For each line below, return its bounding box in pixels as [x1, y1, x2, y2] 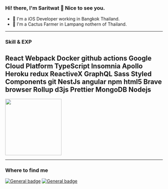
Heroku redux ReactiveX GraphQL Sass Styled [5, 70, 152, 78]
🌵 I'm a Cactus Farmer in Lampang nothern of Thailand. [12, 21, 127, 27]
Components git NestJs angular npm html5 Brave [5, 77, 162, 86]
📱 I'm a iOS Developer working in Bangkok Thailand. [12, 16, 120, 22]
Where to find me [5, 166, 48, 173]
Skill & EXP [5, 39, 32, 46]
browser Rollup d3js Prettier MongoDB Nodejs [5, 85, 151, 94]
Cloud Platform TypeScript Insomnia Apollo [5, 62, 143, 70]
